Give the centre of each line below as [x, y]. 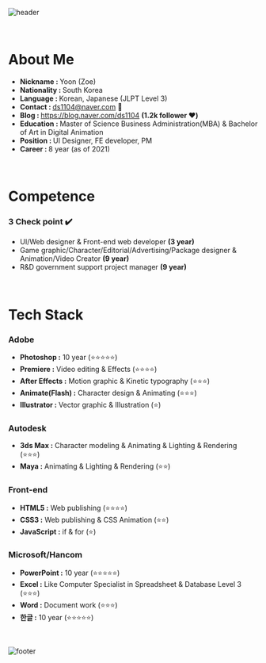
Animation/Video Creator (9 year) [74, 259]
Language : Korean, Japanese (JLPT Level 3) [93, 98]
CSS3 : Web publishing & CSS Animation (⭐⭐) [94, 519]
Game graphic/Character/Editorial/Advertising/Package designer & [128, 251]
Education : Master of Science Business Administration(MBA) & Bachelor [139, 124]
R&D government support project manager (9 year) [103, 267]
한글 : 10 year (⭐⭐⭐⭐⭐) [57, 617]
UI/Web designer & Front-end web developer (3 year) [107, 242]
